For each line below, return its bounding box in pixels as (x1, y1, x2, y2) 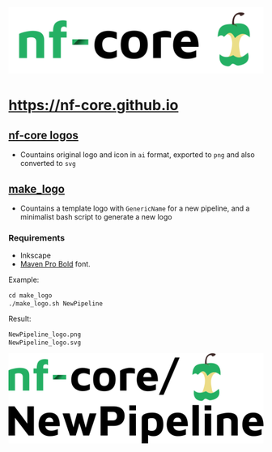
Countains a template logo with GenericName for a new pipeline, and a (19, 203, 250, 213)
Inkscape (19, 250, 51, 261)
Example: (8, 275, 40, 285)
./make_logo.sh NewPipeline (8, 300, 104, 308)
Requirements (8, 232, 66, 243)
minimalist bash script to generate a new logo (19, 211, 172, 221)
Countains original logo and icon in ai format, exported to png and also (19, 150, 255, 160)
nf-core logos (8, 128, 79, 142)
